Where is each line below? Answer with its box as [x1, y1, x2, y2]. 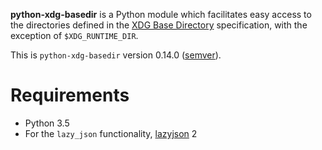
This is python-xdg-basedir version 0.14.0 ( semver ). [10, 49, 222, 61]
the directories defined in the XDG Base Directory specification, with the [10, 19, 308, 31]
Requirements [10, 84, 130, 107]
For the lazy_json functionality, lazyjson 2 [24, 127, 198, 139]
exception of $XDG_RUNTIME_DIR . [10, 30, 139, 41]
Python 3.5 [24, 117, 70, 129]
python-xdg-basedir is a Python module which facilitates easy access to [10, 9, 312, 20]
